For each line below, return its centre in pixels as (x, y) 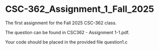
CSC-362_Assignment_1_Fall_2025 (80, 9)
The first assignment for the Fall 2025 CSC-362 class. (61, 23)
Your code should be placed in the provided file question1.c (66, 42)
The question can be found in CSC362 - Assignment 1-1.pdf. (67, 32)
